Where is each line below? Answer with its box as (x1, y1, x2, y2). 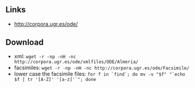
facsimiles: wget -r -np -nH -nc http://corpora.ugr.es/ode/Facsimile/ (14, 64, 190, 72)
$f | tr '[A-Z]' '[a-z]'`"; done (14, 77, 97, 83)
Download (5, 38, 44, 47)
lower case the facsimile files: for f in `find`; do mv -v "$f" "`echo (14, 70, 186, 77)
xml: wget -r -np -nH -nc (14, 53, 77, 60)
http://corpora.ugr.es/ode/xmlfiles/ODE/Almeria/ (14, 59, 139, 65)
